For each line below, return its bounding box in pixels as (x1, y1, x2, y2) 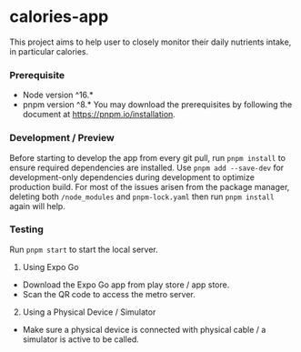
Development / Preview (9, 132, 115, 145)
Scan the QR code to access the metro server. (22, 288, 196, 299)
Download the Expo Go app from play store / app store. (22, 279, 230, 290)
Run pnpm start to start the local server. (9, 244, 159, 255)
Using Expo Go (22, 261, 79, 272)
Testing (9, 223, 44, 236)
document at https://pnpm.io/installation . (22, 109, 176, 120)
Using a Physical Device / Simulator (22, 307, 156, 317)
